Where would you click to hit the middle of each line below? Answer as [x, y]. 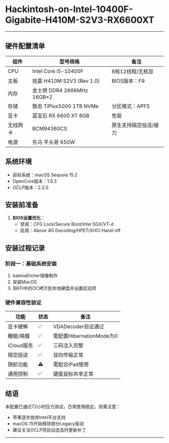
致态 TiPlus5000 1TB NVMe [66, 106]
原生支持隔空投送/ [133, 125]
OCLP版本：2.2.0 [30, 187]
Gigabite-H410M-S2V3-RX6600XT [80, 20]
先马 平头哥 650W [54, 142]
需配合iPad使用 [71, 365]
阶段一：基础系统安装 [31, 264]
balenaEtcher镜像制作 [35, 276]
